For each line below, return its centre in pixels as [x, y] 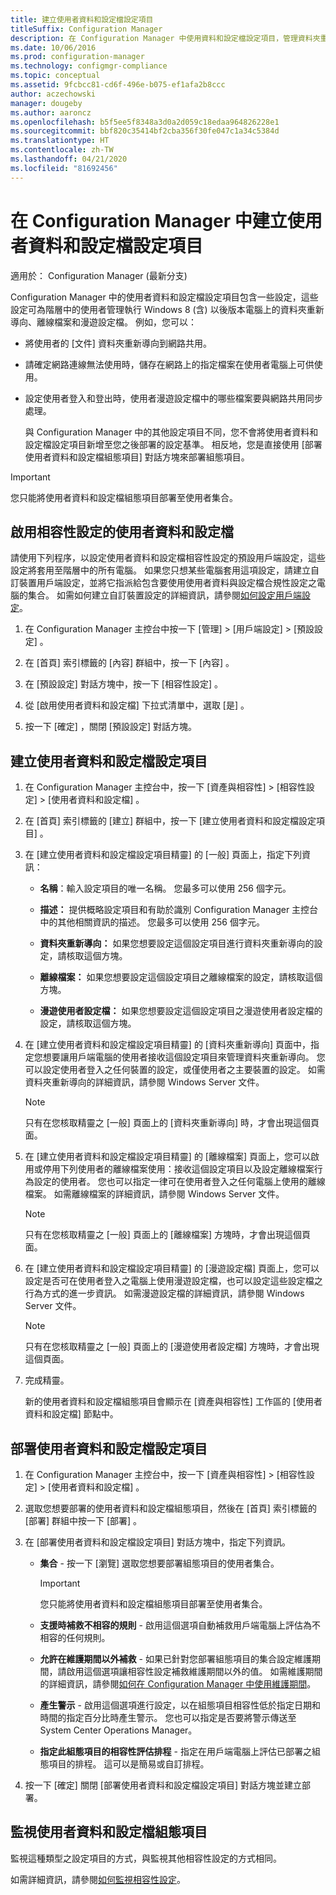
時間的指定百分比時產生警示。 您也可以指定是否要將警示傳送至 [168, 1717]
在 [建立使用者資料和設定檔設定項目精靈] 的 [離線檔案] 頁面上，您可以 [167, 1157]
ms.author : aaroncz [51, 112]
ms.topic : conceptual [55, 76]
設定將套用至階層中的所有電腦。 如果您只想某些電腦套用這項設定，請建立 [160, 570]
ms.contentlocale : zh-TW [62, 150]
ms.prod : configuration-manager [77, 57]
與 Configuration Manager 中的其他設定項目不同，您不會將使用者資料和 [171, 432]
